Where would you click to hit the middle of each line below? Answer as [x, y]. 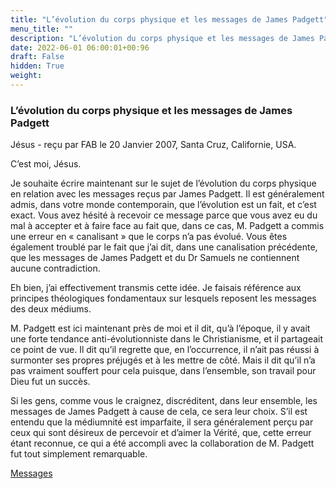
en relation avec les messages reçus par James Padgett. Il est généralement [167, 194]
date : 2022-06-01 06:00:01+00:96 [80, 47]
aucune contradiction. [55, 268]
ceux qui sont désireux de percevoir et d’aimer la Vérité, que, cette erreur [161, 433]
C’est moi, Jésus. [46, 164]
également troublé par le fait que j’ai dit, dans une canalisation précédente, [164, 247]
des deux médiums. [51, 309]
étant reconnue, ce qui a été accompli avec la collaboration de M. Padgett [162, 443]
